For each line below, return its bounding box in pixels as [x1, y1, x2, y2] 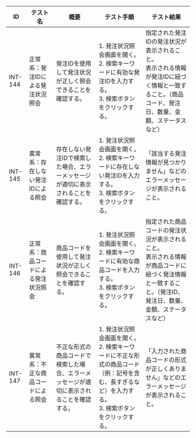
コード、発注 [145, 99, 181, 107]
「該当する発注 [145, 149, 187, 158]
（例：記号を [99, 369, 134, 377]
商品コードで [56, 351, 92, 360]
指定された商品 [145, 218, 187, 225]
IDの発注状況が [145, 37, 187, 46]
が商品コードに [145, 262, 187, 269]
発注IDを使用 [56, 60, 92, 67]
